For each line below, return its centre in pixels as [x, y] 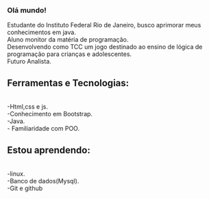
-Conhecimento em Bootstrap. [50, 114]
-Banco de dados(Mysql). [43, 181]
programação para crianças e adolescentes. [70, 54]
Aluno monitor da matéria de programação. [68, 40]
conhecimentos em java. [42, 32]
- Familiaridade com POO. [44, 129]
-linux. [16, 174]
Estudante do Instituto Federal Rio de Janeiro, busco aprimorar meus [104, 25]
